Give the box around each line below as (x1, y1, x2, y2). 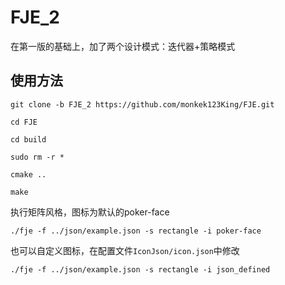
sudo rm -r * (10, 152, 65, 162)
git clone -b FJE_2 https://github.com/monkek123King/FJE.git (10, 99, 275, 110)
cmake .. (10, 169, 47, 180)
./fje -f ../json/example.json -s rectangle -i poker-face (10, 226, 262, 236)
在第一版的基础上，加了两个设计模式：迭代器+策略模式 (10, 40, 236, 52)
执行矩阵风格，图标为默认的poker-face (10, 206, 170, 218)
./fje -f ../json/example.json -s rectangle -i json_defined (10, 264, 271, 275)
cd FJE (10, 117, 38, 127)
